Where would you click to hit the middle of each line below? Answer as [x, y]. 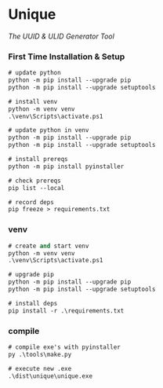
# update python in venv [49, 130]
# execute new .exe [40, 368]
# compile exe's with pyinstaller [65, 347]
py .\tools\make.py [40, 354]
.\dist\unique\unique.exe [50, 376]
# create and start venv [49, 246]
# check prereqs [34, 181]
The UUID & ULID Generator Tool [62, 36]
